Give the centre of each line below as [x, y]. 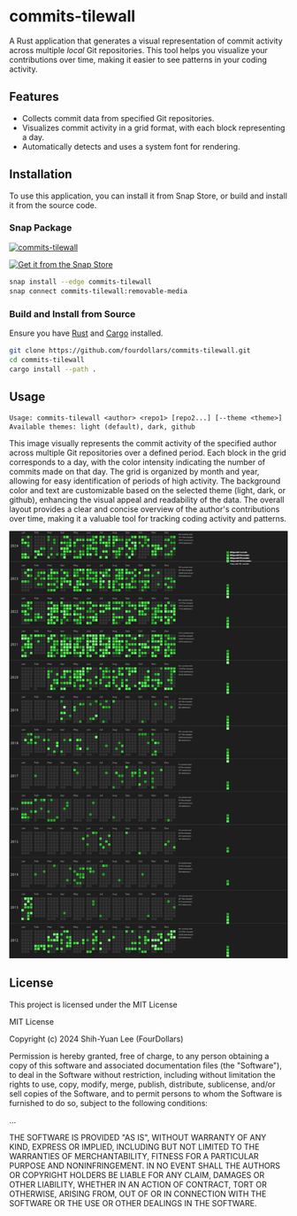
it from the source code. [53, 205]
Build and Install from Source [72, 314]
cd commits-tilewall [47, 360]
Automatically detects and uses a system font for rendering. [131, 146]
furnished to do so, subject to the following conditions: [108, 1103]
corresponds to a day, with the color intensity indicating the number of [137, 462]
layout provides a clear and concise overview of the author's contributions [145, 509]
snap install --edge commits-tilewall [80, 282]
